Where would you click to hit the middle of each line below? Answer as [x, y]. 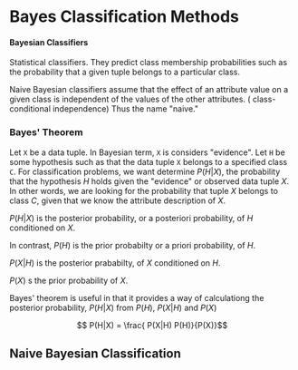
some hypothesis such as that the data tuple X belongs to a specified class [149, 161]
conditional [30, 109]
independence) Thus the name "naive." [126, 109]
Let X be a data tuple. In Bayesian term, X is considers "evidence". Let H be [147, 152]
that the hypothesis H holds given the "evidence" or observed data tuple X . [149, 181]
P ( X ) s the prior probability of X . [69, 280]
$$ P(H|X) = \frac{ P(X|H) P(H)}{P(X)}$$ [152, 325]
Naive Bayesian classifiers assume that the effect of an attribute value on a [149, 90]
